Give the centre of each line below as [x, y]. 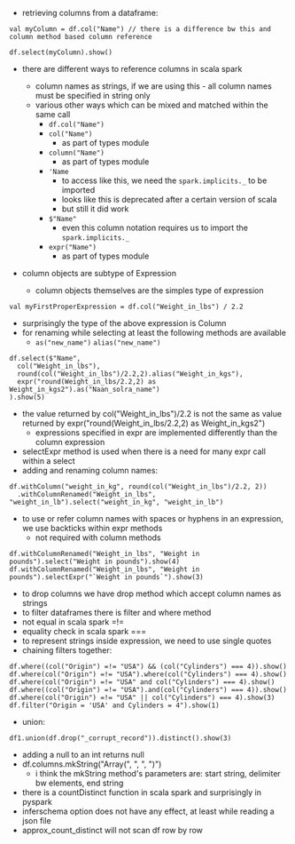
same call [53, 114]
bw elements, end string [79, 783]
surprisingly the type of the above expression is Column [124, 323]
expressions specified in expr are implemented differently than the [156, 433]
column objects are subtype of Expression [99, 273]
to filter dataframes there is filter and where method [116, 613]
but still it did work [95, 209]
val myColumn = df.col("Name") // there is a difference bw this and [140, 29]
